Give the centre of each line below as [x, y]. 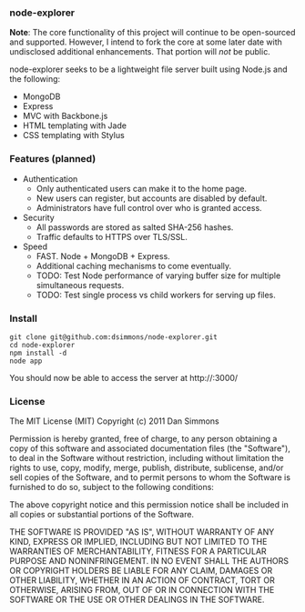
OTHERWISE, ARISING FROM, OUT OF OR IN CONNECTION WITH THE [142, 590]
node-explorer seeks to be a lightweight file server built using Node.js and [149, 69]
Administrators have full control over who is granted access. [149, 207]
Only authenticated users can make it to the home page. [142, 188]
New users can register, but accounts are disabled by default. [152, 198]
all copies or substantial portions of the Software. [102, 515]
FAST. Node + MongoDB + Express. [103, 256]
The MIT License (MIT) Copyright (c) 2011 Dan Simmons [115, 421]
